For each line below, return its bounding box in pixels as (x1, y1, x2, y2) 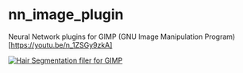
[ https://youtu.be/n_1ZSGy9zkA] (8, 40, 113, 49)
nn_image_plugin (8, 6, 125, 24)
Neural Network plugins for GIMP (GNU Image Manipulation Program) (8, 32, 236, 41)
